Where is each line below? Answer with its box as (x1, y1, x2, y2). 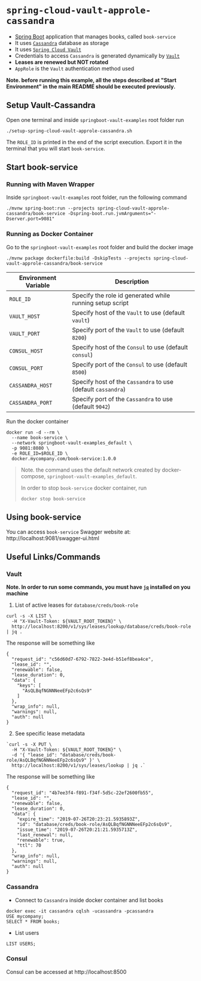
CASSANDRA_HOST (9, 382, 53, 389)
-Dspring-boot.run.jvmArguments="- (68, 211, 157, 217)
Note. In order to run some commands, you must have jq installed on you (6, 583, 191, 591)
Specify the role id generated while (71, 291, 170, 299)
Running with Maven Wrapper (6, 180, 95, 189)
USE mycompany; (6, 913, 44, 919)
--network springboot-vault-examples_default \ (11, 440, 133, 446)
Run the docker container (6, 418, 69, 425)
